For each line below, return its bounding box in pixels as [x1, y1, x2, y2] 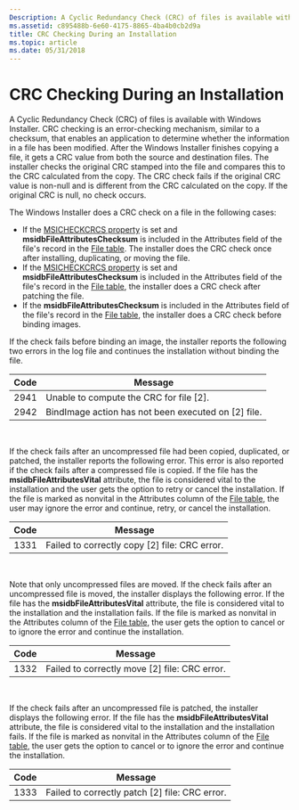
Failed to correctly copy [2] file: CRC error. [45, 539, 224, 552]
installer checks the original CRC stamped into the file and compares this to [9, 161, 286, 172]
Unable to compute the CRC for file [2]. [45, 391, 209, 404]
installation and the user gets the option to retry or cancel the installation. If [9, 484, 285, 495]
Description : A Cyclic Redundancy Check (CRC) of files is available [9, 12, 273, 22]
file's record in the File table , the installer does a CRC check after [21, 282, 261, 292]
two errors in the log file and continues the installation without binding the [9, 346, 279, 356]
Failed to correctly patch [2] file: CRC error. [45, 786, 227, 798]
